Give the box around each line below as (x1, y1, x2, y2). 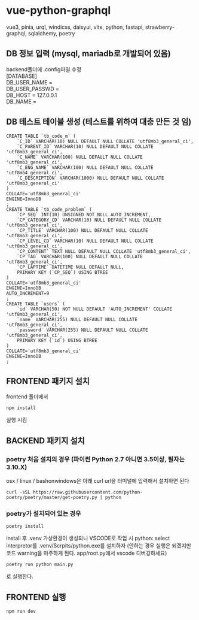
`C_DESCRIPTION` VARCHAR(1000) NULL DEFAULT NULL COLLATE (17, 175, 164, 181)
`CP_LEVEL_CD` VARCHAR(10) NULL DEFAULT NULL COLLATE (17, 238, 154, 244)
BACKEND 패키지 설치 (6, 435, 85, 446)
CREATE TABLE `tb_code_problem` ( (6, 206, 93, 213)
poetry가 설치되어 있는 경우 (6, 509, 81, 518)
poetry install (6, 524, 44, 530)
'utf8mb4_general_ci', (6, 170, 63, 176)
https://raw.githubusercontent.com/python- (32, 489, 143, 495)
